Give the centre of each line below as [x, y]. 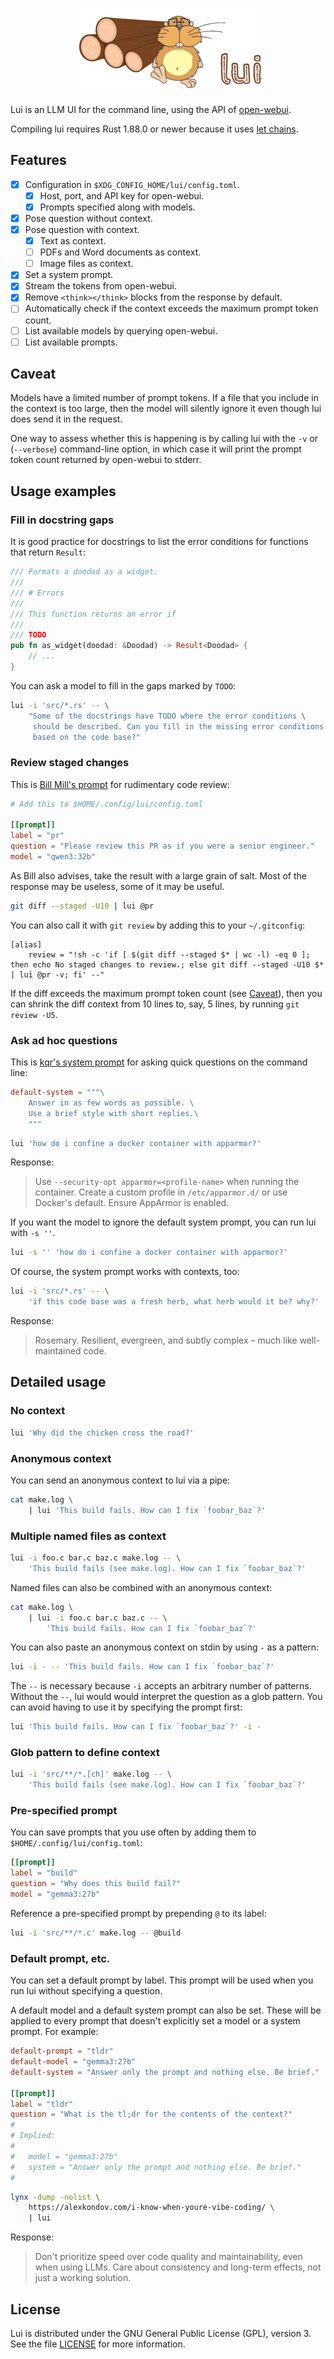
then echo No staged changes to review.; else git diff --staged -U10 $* [167, 964]
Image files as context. [86, 264]
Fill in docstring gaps [62, 520]
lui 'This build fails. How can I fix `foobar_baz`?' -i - [136, 1727]
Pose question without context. [88, 218]
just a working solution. [83, 2278]
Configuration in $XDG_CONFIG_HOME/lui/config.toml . [132, 184]
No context [38, 1411]
